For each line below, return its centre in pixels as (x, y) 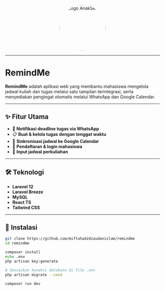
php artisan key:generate (31, 261)
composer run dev (23, 284)
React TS (22, 202)
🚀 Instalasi (21, 227)
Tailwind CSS (26, 207)
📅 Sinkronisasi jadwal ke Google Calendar (55, 141)
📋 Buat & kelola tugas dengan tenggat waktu (59, 134)
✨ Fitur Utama (27, 117)
